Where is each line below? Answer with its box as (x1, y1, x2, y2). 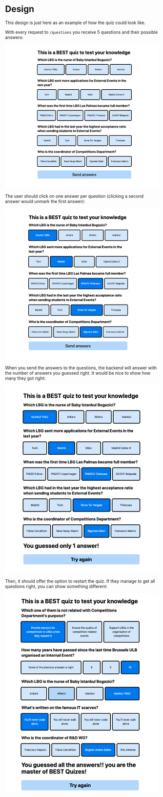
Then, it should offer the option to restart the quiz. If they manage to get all (5, 578, 155, 584)
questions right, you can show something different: (5, 583, 108, 589)
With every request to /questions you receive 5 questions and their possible (5, 29, 158, 35)
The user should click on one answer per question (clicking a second (5, 193, 144, 199)
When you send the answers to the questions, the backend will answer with (5, 365, 157, 371)
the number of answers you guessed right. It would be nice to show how (5, 370, 151, 376)
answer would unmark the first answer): (5, 199, 85, 205)
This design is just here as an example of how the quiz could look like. (5, 20, 146, 26)
